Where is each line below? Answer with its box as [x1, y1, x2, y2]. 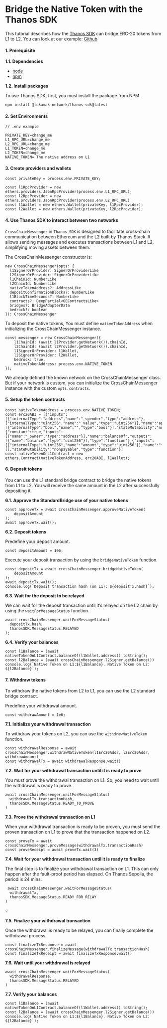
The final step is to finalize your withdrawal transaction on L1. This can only [5, 866, 159, 872]
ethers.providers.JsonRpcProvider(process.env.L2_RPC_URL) [5, 198, 130, 203]
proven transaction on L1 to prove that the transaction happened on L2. [5, 829, 151, 835]
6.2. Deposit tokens [5, 529, 46, 535]
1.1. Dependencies [5, 58, 43, 64]
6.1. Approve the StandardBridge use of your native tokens [5, 498, 128, 504]
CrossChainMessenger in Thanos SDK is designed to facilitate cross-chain [5, 228, 151, 234]
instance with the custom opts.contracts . [5, 385, 90, 391]
